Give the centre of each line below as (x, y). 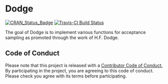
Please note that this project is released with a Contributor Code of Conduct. (84, 65)
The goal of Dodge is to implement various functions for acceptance (75, 32)
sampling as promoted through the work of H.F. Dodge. (62, 37)
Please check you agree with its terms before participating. (66, 76)
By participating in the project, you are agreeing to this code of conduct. (79, 70)
